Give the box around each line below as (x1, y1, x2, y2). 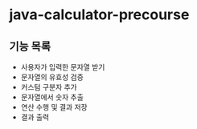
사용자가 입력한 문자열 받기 (20, 62, 105, 71)
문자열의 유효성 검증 (20, 72, 84, 82)
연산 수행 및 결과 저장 (20, 103, 88, 111)
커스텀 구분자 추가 (20, 83, 77, 91)
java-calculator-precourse (9, 6, 190, 24)
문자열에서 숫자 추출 (20, 92, 84, 102)
